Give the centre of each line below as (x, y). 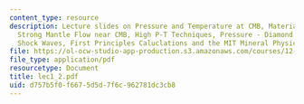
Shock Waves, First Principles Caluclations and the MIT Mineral (143, 43)
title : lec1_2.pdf (44, 77)
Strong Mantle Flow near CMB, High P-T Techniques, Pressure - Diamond (156, 34)
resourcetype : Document (54, 69)
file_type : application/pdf (62, 60)
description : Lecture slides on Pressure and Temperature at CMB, (137, 26)
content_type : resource (54, 18)
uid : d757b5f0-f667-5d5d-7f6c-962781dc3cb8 (93, 85)
